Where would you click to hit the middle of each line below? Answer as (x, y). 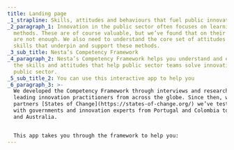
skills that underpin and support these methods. (87, 46)
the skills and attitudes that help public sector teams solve (107, 65)
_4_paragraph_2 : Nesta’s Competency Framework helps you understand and (115, 59)
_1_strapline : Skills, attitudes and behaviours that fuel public (106, 20)
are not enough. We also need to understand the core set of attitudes (120, 40)
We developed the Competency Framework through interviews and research (121, 91)
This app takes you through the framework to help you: (96, 135)
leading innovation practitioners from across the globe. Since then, (118, 98)
